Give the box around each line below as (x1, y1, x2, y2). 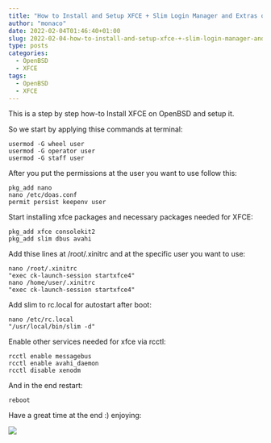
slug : (8, 34, 27, 43)
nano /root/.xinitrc (8, 265, 78, 273)
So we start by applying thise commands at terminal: (8, 124, 183, 134)
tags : (8, 72, 27, 80)
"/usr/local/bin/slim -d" (8, 323, 95, 331)
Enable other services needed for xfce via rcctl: (8, 336, 167, 347)
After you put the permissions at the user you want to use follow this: (8, 169, 238, 178)
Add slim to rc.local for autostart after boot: (8, 300, 152, 310)
